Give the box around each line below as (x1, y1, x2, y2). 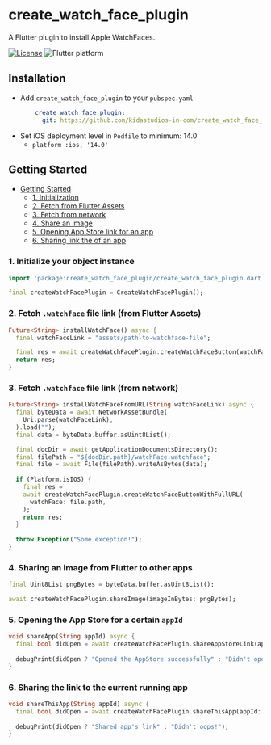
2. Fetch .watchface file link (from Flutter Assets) (8, 308, 202, 319)
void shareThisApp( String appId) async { (8, 700, 150, 708)
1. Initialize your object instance (8, 256, 135, 267)
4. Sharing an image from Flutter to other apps (8, 562, 193, 573)
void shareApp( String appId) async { (8, 633, 135, 641)
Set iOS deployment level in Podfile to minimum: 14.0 (19, 131, 198, 141)
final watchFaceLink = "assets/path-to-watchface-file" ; (15, 334, 211, 342)
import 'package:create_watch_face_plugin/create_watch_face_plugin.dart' (8, 274, 265, 282)
